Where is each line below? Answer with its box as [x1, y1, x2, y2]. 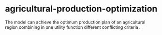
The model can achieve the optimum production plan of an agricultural [5, 19, 146, 25]
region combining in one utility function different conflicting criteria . [5, 24, 141, 30]
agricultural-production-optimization [5, 3, 158, 14]
